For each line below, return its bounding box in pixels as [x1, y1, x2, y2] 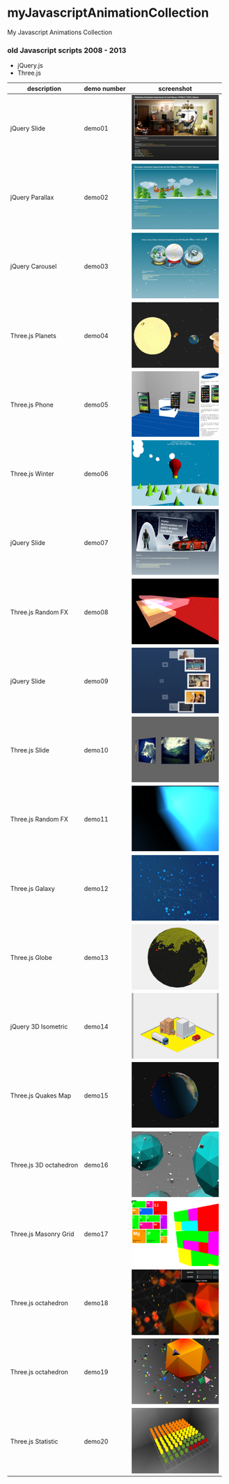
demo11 [84, 815, 109, 824]
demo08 [84, 608, 109, 616]
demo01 [84, 124, 109, 132]
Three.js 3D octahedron [10, 1161, 79, 1169]
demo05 [84, 400, 109, 409]
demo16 [84, 1161, 109, 1169]
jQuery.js [17, 61, 43, 70]
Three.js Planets [10, 331, 57, 340]
